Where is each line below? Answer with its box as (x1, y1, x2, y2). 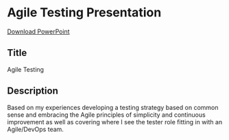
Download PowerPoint (7, 27, 70, 36)
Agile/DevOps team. (7, 125, 64, 133)
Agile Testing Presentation (7, 5, 162, 20)
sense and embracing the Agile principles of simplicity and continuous (7, 111, 206, 119)
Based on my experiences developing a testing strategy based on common (7, 103, 219, 111)
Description (7, 85, 58, 97)
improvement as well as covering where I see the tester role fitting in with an (7, 117, 223, 126)
